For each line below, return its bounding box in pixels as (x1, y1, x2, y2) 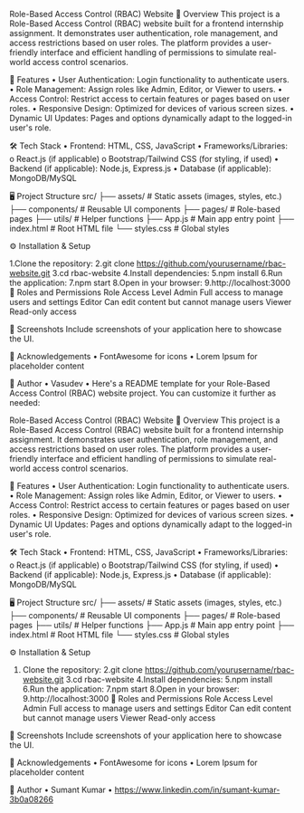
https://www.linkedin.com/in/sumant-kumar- (114, 784, 280, 795)
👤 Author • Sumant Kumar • (9, 784, 113, 795)
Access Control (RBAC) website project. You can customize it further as (9, 387, 277, 398)
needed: (9, 397, 41, 407)
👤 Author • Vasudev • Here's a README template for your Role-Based (9, 378, 271, 388)
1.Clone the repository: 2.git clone (9, 258, 135, 269)
